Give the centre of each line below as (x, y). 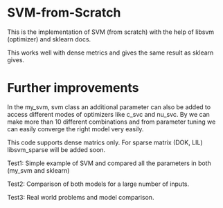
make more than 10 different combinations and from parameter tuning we (111, 122)
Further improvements (73, 88)
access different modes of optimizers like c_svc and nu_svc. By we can (108, 114)
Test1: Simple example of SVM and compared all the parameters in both (109, 163)
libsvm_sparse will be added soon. (56, 149)
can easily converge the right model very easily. (75, 129)
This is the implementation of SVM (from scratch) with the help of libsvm (111, 32)
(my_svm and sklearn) (38, 170)
